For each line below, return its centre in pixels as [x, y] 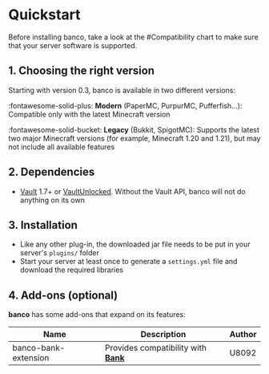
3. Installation [43, 225]
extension [31, 358]
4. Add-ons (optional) [63, 295]
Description [163, 335]
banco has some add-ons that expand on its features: [97, 315]
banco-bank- [39, 348]
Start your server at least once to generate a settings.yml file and [128, 262]
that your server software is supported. [73, 45]
